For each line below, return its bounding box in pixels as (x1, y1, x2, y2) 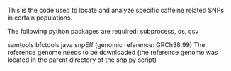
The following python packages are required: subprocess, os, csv (7, 27, 199, 35)
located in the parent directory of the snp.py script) (7, 56, 157, 64)
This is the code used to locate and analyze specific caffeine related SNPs (7, 6, 225, 14)
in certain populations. (7, 13, 73, 22)
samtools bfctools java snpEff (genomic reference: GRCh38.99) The (7, 41, 205, 49)
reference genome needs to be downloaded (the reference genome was (7, 49, 218, 56)
